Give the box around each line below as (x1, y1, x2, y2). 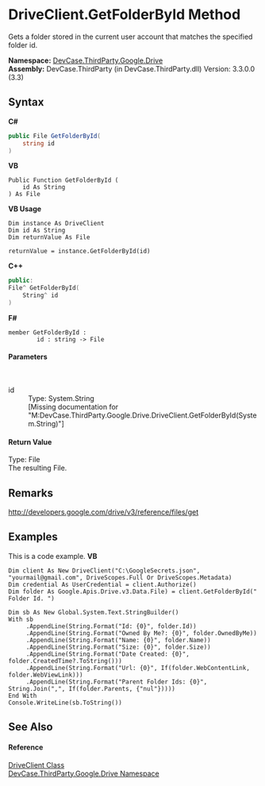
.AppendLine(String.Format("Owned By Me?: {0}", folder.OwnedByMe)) (25, 629, 258, 637)
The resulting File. (8, 463, 67, 473)
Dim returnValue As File (8, 233, 90, 241)
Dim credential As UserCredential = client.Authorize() (8, 580, 197, 588)
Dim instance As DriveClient (8, 220, 105, 228)
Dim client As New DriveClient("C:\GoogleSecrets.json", (8, 566, 201, 575)
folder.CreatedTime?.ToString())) (8, 657, 123, 665)
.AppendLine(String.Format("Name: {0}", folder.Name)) (25, 636, 212, 644)
